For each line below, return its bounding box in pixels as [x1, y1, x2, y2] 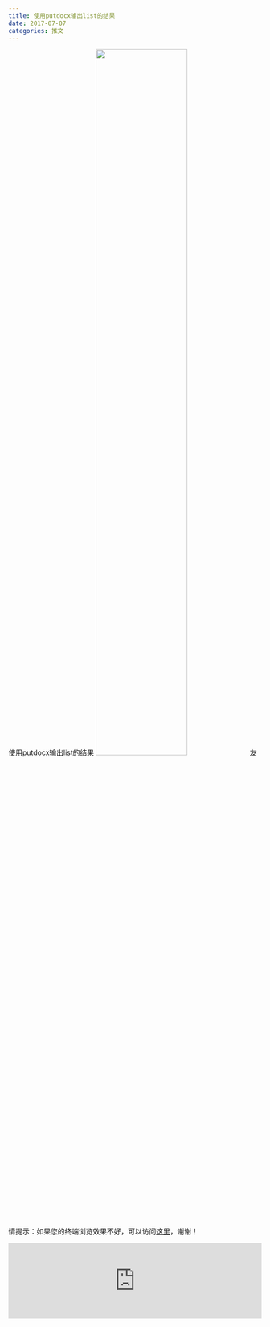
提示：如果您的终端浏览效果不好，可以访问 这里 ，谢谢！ [14, 1226, 198, 1236]
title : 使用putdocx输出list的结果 [8, 11, 116, 20]
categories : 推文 [8, 27, 64, 35]
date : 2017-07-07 [8, 19, 67, 27]
